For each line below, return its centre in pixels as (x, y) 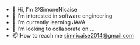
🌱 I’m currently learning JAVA (49, 22)
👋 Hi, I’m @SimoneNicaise (44, 9)
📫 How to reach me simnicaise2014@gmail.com (73, 36)
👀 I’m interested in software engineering (62, 16)
